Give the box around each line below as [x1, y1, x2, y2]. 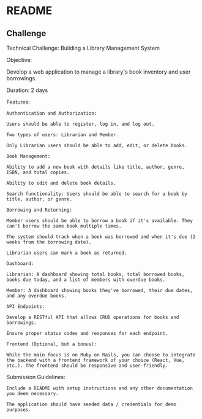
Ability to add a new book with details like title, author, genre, [6, 164, 185, 170]
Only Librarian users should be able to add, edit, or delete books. [6, 142, 188, 148]
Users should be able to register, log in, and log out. [6, 121, 155, 127]
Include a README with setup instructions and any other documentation [6, 385, 193, 391]
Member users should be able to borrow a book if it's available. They [6, 218, 193, 224]
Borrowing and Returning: [6, 207, 72, 213]
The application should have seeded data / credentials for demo [6, 401, 176, 407]
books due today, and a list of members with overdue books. [6, 277, 166, 283]
